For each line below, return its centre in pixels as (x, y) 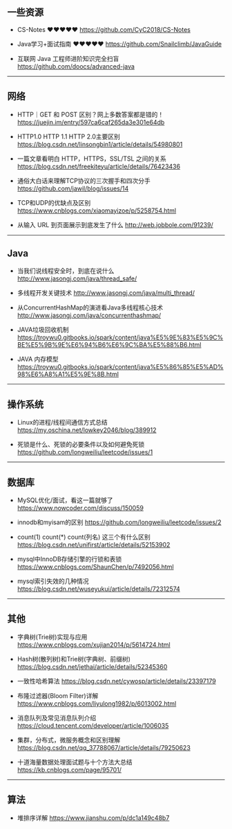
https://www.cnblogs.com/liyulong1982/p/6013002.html (97, 703)
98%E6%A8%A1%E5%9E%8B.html (68, 374)
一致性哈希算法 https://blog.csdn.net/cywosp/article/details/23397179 (116, 681)
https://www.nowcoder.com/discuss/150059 (80, 508)
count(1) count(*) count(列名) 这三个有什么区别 (84, 537)
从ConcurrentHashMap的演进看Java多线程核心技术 (90, 307)
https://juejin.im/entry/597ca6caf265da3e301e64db (91, 122)
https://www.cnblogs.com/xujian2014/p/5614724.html (94, 644)
